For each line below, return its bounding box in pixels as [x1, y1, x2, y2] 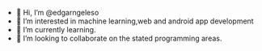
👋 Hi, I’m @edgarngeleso [15, 8, 99, 17]
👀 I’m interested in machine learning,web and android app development [15, 16, 254, 26]
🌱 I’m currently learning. [15, 25, 96, 34]
